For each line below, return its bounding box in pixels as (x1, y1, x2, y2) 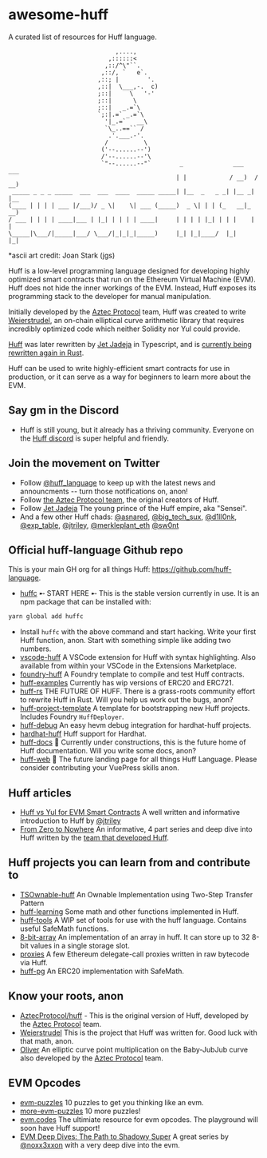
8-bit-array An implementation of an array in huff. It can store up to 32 (19, 932, 250, 941)
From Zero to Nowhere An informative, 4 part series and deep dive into (19, 825, 253, 834)
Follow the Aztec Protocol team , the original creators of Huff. (19, 494, 219, 505)
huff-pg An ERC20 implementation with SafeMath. (19, 966, 185, 976)
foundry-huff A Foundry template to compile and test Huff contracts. (19, 669, 245, 679)
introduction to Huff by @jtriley (19, 816, 121, 825)
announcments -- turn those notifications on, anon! (19, 486, 189, 496)
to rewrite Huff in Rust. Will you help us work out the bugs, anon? (19, 695, 234, 705)
